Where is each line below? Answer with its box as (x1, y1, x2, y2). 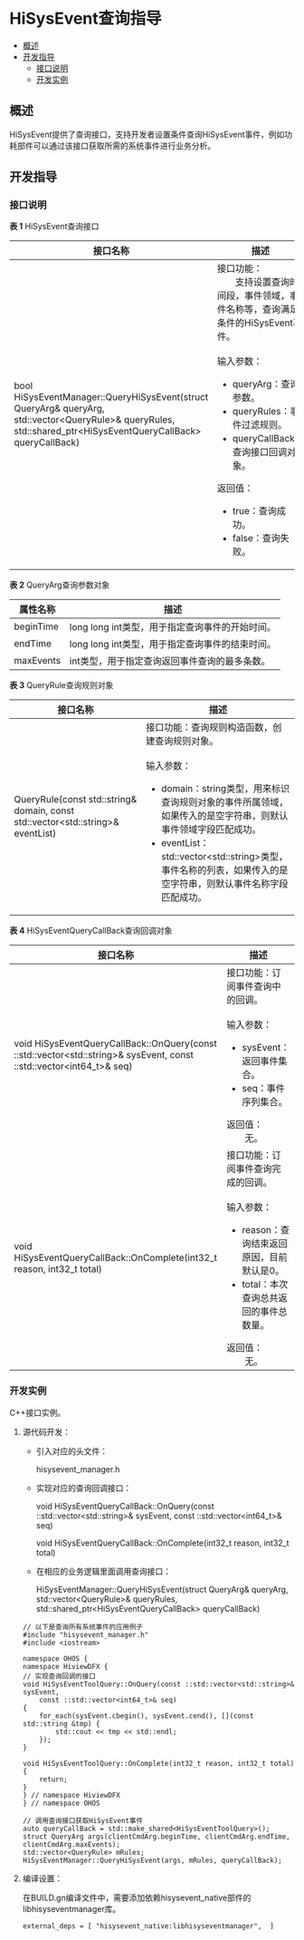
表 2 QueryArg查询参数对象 (9, 579, 110, 590)
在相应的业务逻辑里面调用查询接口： (35, 1566, 172, 1576)
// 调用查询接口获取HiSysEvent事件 (22, 1816, 143, 1825)
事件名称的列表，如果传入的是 (161, 864, 289, 877)
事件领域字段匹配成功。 (161, 823, 261, 836)
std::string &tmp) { (22, 1719, 100, 1728)
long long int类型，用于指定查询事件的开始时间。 (69, 621, 276, 634)
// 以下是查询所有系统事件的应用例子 (22, 1622, 143, 1632)
